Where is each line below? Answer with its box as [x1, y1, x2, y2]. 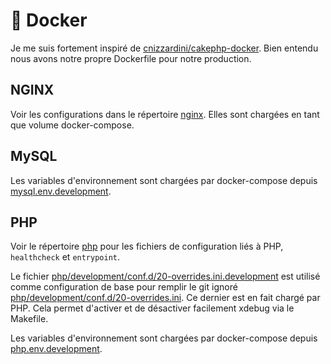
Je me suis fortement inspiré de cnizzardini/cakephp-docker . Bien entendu [10, 42, 319, 54]
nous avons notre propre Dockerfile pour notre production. [10, 52, 252, 64]
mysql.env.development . [10, 185, 112, 197]
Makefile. [10, 313, 49, 325]
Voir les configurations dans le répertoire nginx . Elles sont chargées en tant [10, 108, 320, 120]
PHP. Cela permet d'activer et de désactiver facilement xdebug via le [10, 302, 295, 314]
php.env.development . [10, 343, 103, 355]
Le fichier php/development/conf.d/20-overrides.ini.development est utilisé [10, 270, 321, 283]
